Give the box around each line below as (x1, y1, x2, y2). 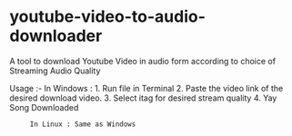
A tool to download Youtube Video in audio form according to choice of (9, 55, 276, 66)
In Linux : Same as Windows (29, 120, 136, 129)
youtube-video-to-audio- (9, 6, 206, 27)
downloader (9, 25, 103, 46)
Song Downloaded (9, 102, 79, 112)
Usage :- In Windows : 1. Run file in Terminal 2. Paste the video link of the (9, 83, 284, 93)
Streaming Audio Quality (9, 65, 101, 76)
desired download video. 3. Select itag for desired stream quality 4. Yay (9, 92, 277, 103)
